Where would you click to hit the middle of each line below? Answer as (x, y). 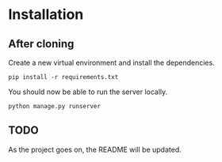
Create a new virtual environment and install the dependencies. (112, 62)
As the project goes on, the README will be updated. (95, 149)
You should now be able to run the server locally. (88, 92)
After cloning (41, 44)
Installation (46, 15)
